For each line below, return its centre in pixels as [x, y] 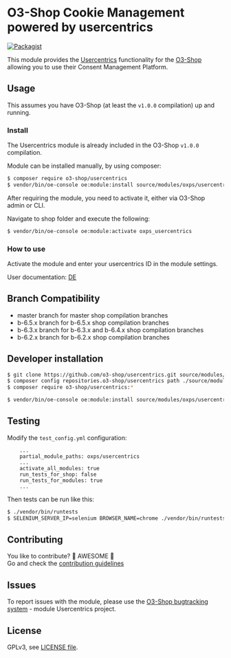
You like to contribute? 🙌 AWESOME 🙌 [61, 556]
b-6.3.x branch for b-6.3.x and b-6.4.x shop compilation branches [110, 330]
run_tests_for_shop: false [58, 474]
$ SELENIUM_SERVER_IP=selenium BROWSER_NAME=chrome [82, 518]
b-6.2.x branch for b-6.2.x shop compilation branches [93, 337]
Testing [24, 421]
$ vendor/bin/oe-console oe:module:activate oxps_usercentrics [100, 231]
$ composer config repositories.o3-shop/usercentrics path [93, 381]
